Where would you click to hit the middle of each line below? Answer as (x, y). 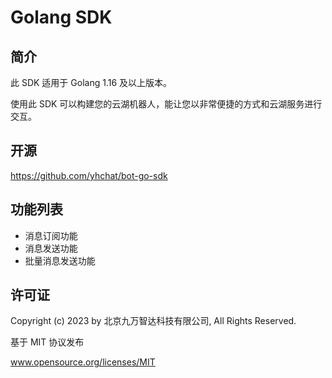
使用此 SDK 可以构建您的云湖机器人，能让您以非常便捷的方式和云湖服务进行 (166, 104)
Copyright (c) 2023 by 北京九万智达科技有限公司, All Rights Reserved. (153, 321)
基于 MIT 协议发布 (47, 342)
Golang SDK (61, 17)
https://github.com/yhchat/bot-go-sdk (89, 175)
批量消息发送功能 (60, 260)
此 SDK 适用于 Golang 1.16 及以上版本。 (91, 82)
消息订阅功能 (51, 235)
